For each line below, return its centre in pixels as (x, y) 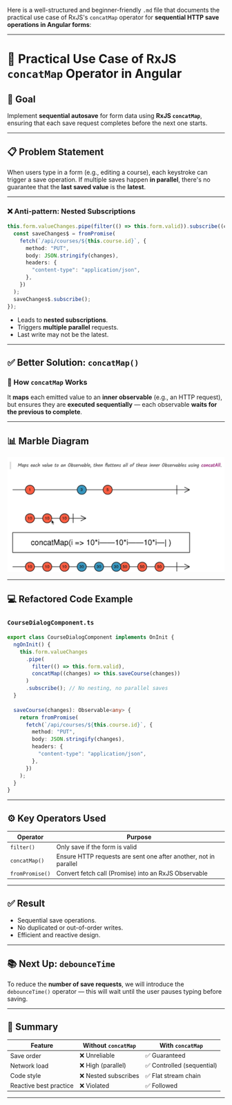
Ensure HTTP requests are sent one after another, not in (136, 856)
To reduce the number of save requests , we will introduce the (96, 984)
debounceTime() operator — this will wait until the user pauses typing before (115, 991)
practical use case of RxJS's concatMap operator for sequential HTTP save (113, 17)
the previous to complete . (45, 412)
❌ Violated (94, 1085)
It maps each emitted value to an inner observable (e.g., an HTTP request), (115, 397)
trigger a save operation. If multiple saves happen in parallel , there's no (109, 180)
